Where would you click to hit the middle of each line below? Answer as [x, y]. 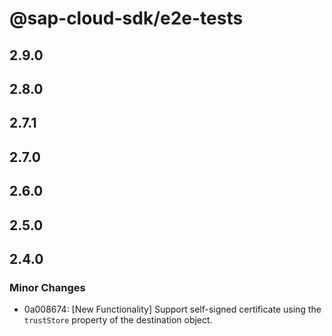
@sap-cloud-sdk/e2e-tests [126, 18]
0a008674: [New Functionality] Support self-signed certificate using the [172, 309]
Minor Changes [47, 287]
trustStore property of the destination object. [118, 320]
